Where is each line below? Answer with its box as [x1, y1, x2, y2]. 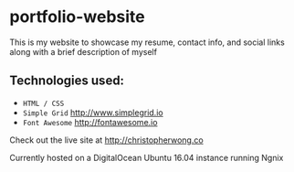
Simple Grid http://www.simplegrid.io [22, 107, 163, 118]
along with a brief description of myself [9, 46, 158, 57]
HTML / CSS [22, 99, 65, 108]
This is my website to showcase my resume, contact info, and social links [9, 37, 285, 48]
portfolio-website [9, 6, 145, 27]
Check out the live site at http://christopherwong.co [9, 134, 204, 145]
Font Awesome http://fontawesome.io [22, 116, 158, 127]
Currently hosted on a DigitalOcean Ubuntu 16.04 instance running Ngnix [9, 152, 284, 163]
